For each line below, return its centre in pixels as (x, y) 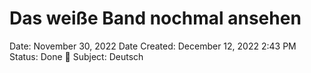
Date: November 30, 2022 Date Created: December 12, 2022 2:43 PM (153, 46)
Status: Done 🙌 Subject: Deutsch (76, 56)
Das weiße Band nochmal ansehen (155, 18)
